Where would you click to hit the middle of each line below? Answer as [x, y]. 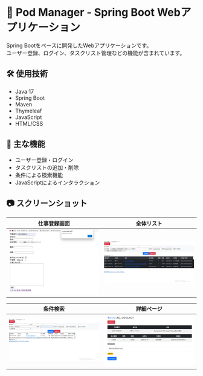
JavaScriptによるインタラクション [57, 183]
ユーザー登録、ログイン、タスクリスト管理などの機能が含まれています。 [96, 53]
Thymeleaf [28, 111]
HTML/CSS [29, 123]
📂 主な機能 [26, 144]
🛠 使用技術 [27, 74]
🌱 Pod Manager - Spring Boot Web [94, 12]
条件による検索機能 [39, 175]
